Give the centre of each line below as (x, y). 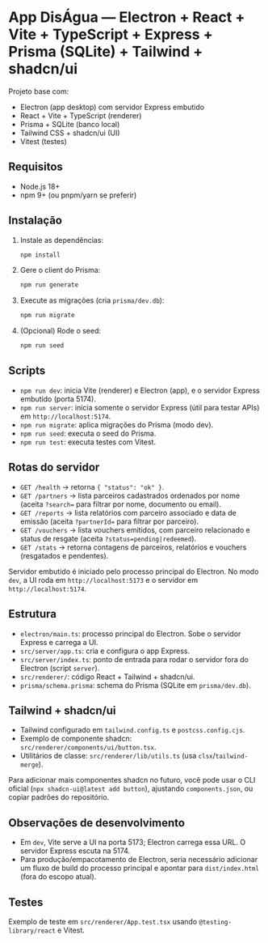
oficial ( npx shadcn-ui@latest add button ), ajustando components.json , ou (131, 788)
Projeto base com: (39, 91)
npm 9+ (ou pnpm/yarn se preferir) (78, 195)
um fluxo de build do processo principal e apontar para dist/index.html (140, 868)
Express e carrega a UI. (59, 642)
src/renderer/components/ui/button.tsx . (88, 747)
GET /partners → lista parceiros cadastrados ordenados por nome (130, 495)
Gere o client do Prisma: (60, 270)
